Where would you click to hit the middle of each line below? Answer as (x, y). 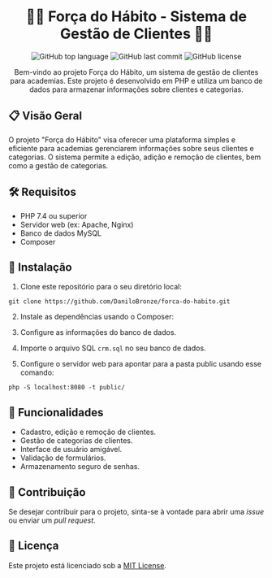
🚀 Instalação (40, 267)
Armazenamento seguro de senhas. (80, 467)
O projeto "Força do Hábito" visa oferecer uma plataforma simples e (122, 139)
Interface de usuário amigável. (71, 450)
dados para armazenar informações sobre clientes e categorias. (136, 89)
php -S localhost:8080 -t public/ (67, 388)
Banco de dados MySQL (61, 233)
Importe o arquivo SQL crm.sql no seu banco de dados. (113, 348)
